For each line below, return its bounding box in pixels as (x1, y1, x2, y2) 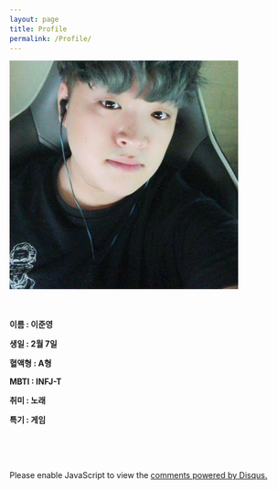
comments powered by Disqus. (150, 470, 268, 481)
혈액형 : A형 (9, 357, 52, 369)
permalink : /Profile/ (9, 34, 92, 43)
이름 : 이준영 (9, 319, 53, 330)
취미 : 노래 (9, 395, 46, 406)
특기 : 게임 (9, 414, 46, 425)
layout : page (9, 15, 59, 24)
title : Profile (9, 24, 68, 34)
